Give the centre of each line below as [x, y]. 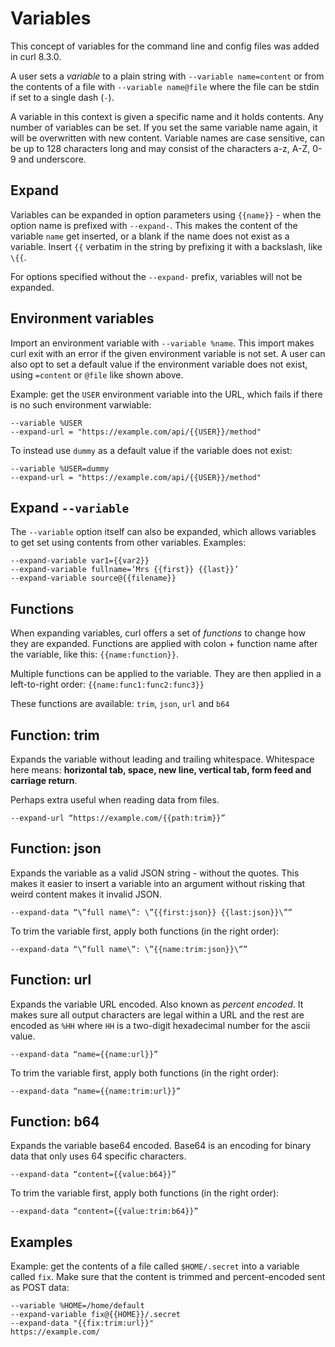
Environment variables [82, 318]
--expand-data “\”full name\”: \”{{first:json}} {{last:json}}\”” [151, 912]
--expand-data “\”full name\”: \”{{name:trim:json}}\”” [129, 949]
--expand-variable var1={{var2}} [80, 561]
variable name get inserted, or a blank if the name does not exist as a [150, 236]
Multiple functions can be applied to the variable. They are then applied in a [166, 674]
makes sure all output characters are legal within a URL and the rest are [157, 1014]
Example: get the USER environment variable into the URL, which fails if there [166, 394]
